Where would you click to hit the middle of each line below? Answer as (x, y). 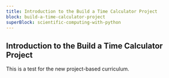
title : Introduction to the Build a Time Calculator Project (82, 11)
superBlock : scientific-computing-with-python (64, 22)
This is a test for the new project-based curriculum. (68, 69)
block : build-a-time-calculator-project (56, 17)
